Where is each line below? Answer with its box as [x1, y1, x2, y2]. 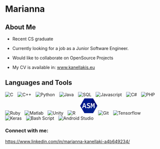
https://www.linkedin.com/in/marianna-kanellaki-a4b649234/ [5, 138, 130, 144]
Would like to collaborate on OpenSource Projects [12, 55, 114, 61]
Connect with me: [5, 127, 49, 134]
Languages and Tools [5, 78, 72, 87]
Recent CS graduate [12, 36, 53, 42]
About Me [5, 23, 36, 31]
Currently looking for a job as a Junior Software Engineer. [12, 46, 129, 51]
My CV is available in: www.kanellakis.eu [12, 65, 95, 70]
